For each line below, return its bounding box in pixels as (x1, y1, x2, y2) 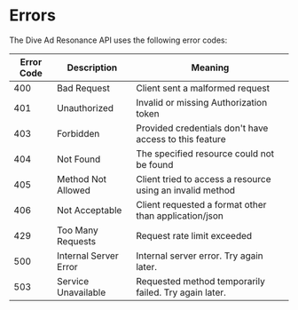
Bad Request (57, 82, 111, 94)
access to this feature (136, 132, 226, 145)
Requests (57, 234, 96, 247)
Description (67, 61, 118, 74)
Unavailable (57, 286, 106, 298)
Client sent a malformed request (136, 82, 271, 94)
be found (136, 158, 174, 171)
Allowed (57, 184, 91, 196)
